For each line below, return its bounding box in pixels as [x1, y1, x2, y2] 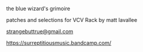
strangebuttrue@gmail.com [6, 28, 73, 35]
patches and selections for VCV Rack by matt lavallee [6, 17, 138, 23]
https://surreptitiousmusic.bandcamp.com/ [6, 40, 111, 46]
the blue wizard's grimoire [6, 5, 70, 12]
